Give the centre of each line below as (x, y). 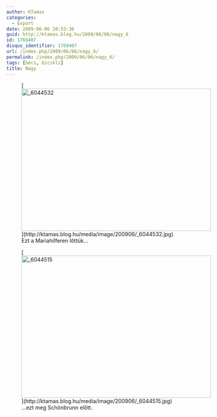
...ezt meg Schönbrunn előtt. (57, 408)
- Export (23, 23)
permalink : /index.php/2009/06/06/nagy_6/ (61, 57)
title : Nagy (21, 68)
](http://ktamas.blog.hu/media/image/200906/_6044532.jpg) (98, 234)
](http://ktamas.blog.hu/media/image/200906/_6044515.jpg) (97, 401)
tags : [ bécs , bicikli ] (35, 63)
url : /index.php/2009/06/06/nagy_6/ (52, 52)
